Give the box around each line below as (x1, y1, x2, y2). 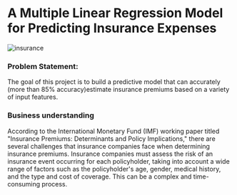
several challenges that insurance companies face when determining (7, 142, 211, 150)
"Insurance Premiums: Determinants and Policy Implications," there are (7, 134, 216, 143)
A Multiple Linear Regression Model (7, 5, 223, 21)
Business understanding (7, 110, 95, 120)
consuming (7, 179, 41, 188)
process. (41, 179, 68, 188)
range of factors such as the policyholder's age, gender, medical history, (7, 164, 221, 173)
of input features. (7, 93, 59, 101)
